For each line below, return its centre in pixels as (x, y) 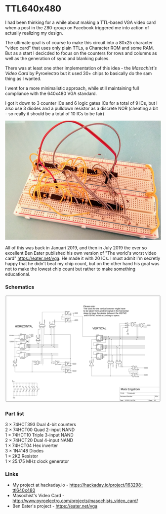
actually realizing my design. (34, 33)
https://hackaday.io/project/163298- (106, 485)
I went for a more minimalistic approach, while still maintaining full (72, 88)
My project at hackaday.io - (40, 485)
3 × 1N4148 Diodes (24, 450)
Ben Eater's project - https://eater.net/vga (55, 506)
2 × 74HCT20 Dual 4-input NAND (39, 440)
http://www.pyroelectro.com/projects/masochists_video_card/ (75, 501)
